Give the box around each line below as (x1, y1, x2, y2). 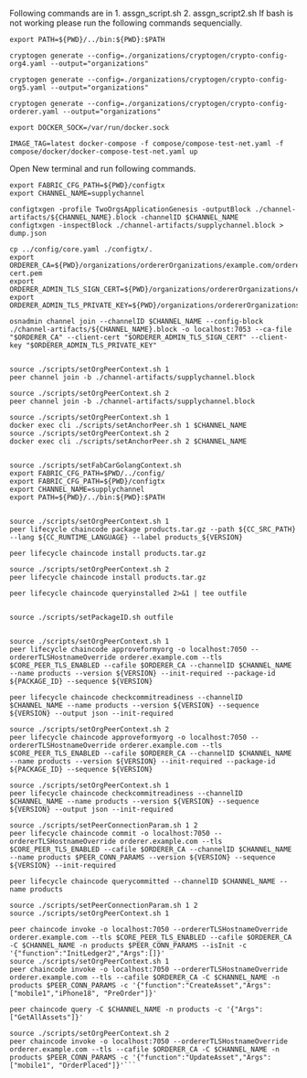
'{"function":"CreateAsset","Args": (132, 981, 272, 990)
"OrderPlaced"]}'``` (58, 1061, 137, 1070)
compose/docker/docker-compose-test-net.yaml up (9, 147, 198, 156)
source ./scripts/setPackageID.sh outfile (9, 613, 174, 622)
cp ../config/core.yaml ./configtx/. (9, 245, 153, 254)
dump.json (9, 229, 48, 238)
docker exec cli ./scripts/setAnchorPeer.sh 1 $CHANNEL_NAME (9, 421, 248, 430)
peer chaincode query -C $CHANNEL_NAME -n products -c (9, 1005, 223, 1014)
